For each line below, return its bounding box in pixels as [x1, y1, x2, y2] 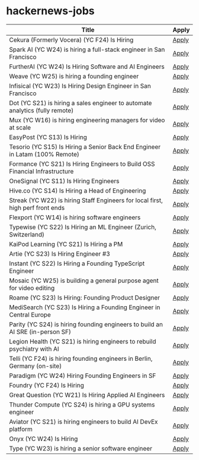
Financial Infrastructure [9, 167, 74, 175]
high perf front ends [9, 203, 65, 212]
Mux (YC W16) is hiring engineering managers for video [9, 116, 165, 124]
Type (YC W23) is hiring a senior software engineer [9, 444, 153, 452]
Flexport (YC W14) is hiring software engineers [9, 213, 141, 221]
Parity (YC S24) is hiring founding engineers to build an [9, 320, 163, 328]
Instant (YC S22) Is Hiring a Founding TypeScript [9, 259, 145, 267]
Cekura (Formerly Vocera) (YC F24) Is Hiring [9, 36, 134, 44]
